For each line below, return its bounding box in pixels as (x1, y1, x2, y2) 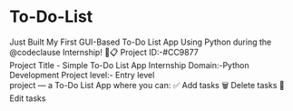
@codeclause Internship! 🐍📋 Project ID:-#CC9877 (9, 46, 200, 57)
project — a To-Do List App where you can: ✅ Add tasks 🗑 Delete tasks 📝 (9, 79, 285, 90)
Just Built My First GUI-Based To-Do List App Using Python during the (9, 36, 272, 47)
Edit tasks (9, 93, 46, 104)
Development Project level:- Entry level (9, 69, 155, 80)
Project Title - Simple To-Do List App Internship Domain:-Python (9, 59, 249, 70)
